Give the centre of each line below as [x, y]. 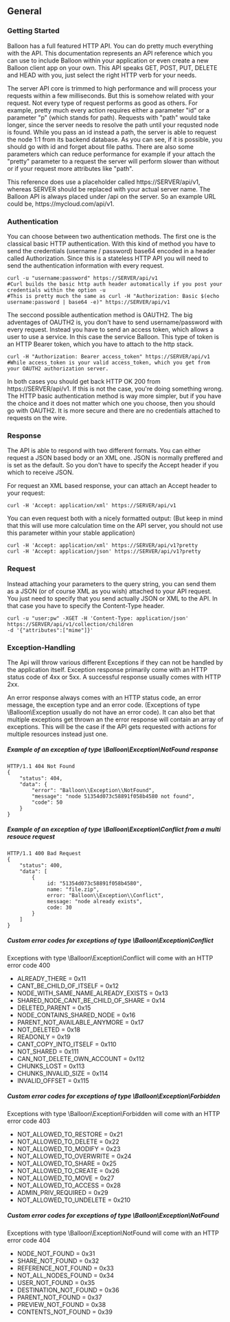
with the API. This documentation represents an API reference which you [110, 53]
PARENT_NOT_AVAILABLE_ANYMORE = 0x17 [80, 1022]
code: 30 [59, 907]
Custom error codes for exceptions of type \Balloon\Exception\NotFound [113, 1216]
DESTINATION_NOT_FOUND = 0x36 [68, 1290]
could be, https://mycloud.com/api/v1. [61, 204]
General [25, 11]
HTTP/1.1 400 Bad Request [44, 853]
